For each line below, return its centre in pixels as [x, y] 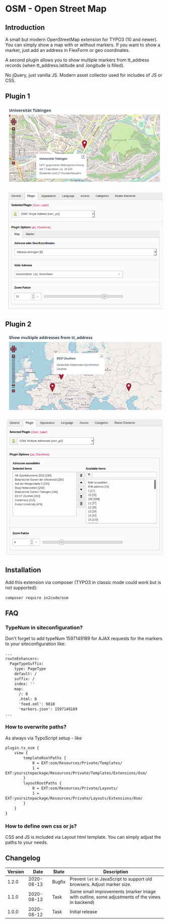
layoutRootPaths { [43, 783]
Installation [23, 570]
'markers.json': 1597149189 [48, 709]
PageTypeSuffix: [27, 664]
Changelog [23, 858]
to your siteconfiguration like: [35, 644]
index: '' [25, 684]
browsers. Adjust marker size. [101, 884]
